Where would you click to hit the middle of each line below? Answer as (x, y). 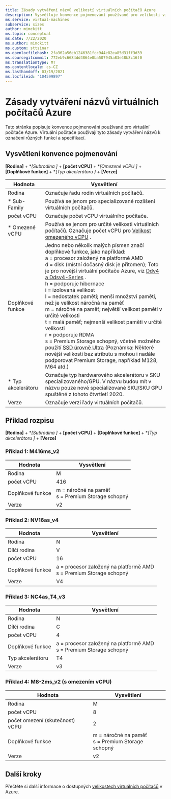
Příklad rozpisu (30, 420)
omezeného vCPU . (68, 237)
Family (16, 208)
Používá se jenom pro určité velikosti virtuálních (102, 224)
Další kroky (23, 774)
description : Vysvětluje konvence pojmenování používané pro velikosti (83, 15)
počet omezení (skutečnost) (41, 720)
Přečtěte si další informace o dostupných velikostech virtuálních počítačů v (84, 786)
